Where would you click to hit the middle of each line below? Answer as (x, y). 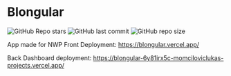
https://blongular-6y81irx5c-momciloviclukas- (158, 58)
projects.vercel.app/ (36, 65)
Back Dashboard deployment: (49, 58)
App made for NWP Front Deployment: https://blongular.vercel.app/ (103, 44)
